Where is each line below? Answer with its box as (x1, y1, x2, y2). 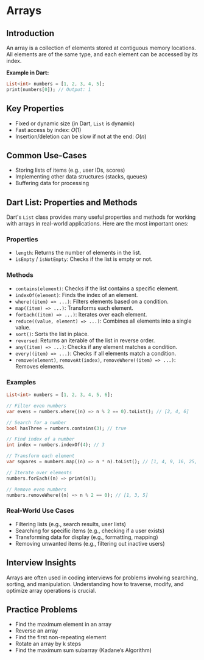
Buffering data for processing (15, 180, 90, 187)
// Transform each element (6, 453, 75, 459)
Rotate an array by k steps (15, 640, 81, 648)
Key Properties (6, 103, 64, 114)
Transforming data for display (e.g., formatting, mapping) (15, 533, 158, 541)
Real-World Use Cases (6, 507, 74, 515)
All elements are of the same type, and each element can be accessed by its (6, 51, 198, 58)
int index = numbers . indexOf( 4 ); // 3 (6, 442, 105, 448)
